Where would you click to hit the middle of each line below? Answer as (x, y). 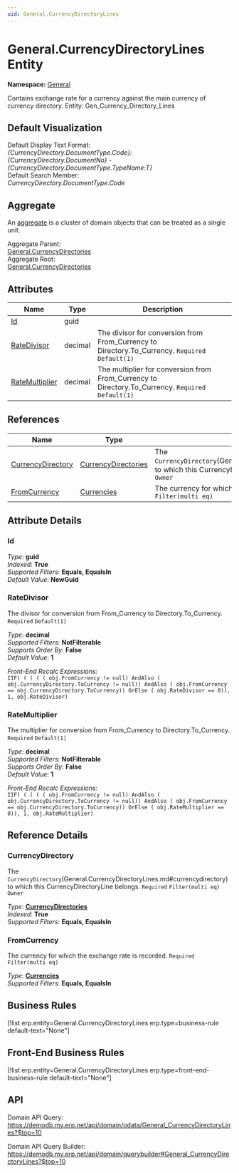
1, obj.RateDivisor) (38, 697)
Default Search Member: (43, 175)
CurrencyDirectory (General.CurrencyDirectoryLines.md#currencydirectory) (118, 879)
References (33, 420)
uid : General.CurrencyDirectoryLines (63, 14)
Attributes (30, 289)
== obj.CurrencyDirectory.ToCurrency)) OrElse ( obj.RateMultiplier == (116, 808)
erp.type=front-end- (180, 1070)
